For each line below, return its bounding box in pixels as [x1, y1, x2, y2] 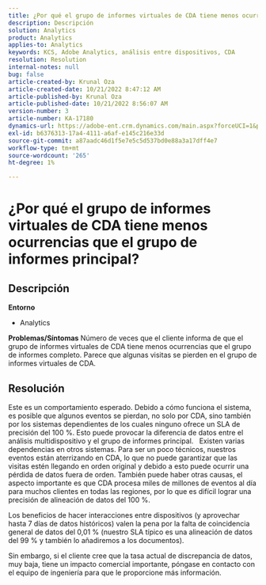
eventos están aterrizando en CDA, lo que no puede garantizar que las [8, 453, 237, 462]
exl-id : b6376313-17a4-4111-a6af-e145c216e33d [8, 129, 165, 137]
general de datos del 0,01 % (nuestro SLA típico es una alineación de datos [8, 527, 253, 537]
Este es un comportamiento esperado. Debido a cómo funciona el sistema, [8, 402, 252, 412]
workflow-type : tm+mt [8, 144, 80, 152]
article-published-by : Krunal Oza [8, 93, 123, 101]
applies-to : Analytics [8, 41, 83, 49]
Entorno [8, 302, 36, 313]
